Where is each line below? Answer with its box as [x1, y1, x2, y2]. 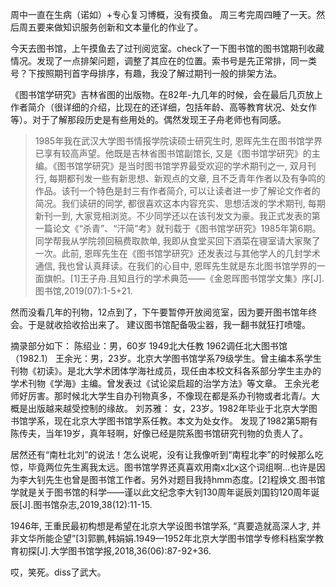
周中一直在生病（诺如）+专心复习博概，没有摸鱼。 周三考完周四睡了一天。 [10, 9, 317, 20]
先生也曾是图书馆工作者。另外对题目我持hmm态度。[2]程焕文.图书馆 [44, 474, 326, 485]
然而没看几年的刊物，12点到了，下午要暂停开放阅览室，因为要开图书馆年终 [10, 306, 318, 318]
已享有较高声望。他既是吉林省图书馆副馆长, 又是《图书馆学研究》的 [34, 148, 312, 159]
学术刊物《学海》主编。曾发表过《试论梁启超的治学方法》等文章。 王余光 [10, 378, 311, 389]
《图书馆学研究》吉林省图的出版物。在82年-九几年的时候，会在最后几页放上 [10, 89, 323, 100]
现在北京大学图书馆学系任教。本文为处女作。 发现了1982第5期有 [53, 415, 318, 427]
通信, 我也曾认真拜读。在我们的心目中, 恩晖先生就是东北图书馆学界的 [34, 260, 317, 272]
